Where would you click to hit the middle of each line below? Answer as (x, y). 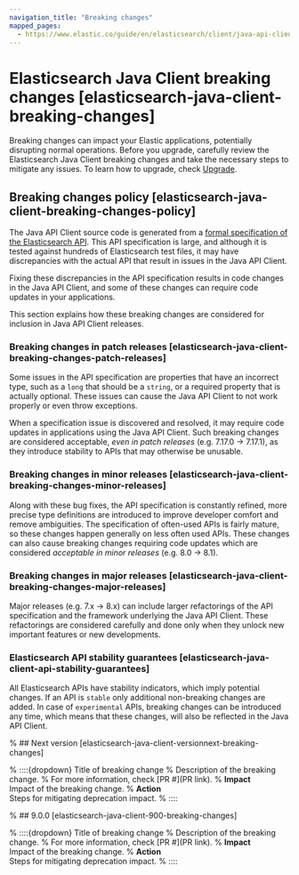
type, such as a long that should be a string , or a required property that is (145, 387)
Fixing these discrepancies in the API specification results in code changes (147, 278)
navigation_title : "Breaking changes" (81, 17)
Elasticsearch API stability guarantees (93, 658)
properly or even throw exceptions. (73, 405)
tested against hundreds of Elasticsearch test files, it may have (124, 251)
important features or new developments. (85, 634)
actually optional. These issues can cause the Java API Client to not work (144, 397)
